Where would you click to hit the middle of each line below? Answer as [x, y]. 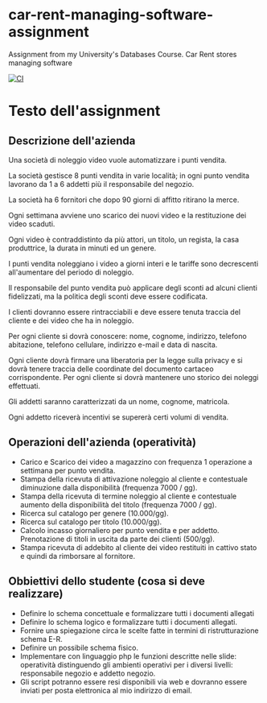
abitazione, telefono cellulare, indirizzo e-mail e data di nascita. [113, 345]
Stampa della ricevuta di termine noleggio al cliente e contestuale [128, 496]
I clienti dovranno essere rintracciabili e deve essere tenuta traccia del [125, 312]
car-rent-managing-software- [111, 15]
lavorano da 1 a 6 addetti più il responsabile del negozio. [101, 184]
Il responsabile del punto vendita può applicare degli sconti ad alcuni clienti [133, 287]
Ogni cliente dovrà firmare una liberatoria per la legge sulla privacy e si [125, 360]
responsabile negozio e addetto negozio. [88, 673]
